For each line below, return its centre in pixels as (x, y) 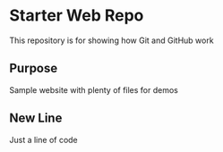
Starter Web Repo (77, 16)
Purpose (34, 68)
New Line (36, 118)
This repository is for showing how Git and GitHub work (111, 40)
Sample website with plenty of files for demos (94, 89)
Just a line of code (43, 139)
